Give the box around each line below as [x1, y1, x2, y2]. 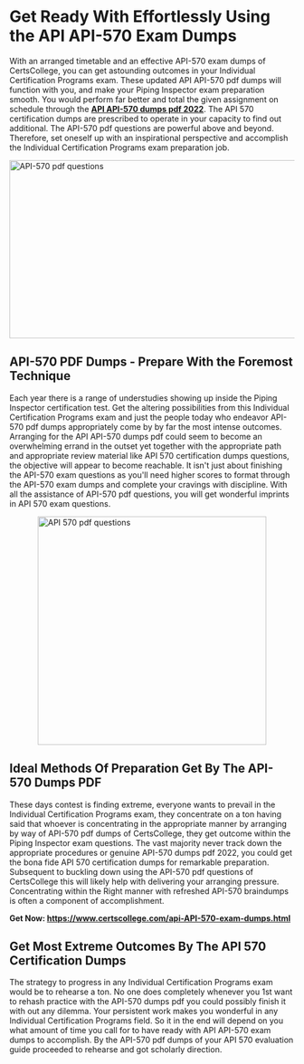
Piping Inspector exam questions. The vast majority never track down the [9, 837, 282, 848]
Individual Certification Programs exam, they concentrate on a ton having [9, 808, 282, 820]
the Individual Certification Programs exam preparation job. [9, 142, 230, 153]
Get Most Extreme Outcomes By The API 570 [9, 938, 267, 954]
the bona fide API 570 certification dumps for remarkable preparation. [9, 857, 270, 868]
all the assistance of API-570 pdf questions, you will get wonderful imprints [9, 489, 290, 499]
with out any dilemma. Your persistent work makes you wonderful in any [9, 1006, 279, 1017]
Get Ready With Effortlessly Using [9, 6, 271, 27]
